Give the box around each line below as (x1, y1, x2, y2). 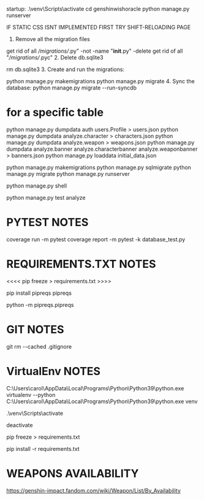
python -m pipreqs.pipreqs (6, 301, 74, 308)
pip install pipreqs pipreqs (6, 289, 72, 297)
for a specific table (6, 105, 104, 119)
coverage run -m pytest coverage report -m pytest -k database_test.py (6, 235, 186, 243)
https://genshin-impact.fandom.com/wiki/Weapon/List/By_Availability (6, 487, 181, 494)
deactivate (6, 421, 33, 428)
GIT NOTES (6, 323, 64, 336)
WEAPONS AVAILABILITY (6, 466, 139, 480)
